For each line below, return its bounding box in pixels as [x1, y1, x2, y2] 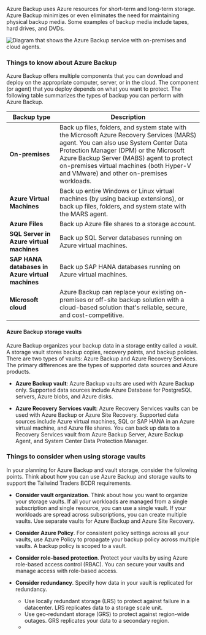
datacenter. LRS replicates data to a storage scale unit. [24, 604, 163, 611]
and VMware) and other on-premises [59, 169, 167, 178]
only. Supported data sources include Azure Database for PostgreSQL [15, 386, 193, 394]
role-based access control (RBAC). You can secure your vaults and [15, 560, 185, 568]
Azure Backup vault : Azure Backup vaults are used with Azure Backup [15, 379, 194, 387]
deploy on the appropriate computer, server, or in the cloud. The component [6, 79, 199, 86]
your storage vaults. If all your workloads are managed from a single [15, 498, 188, 505]
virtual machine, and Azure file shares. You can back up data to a [15, 424, 180, 432]
